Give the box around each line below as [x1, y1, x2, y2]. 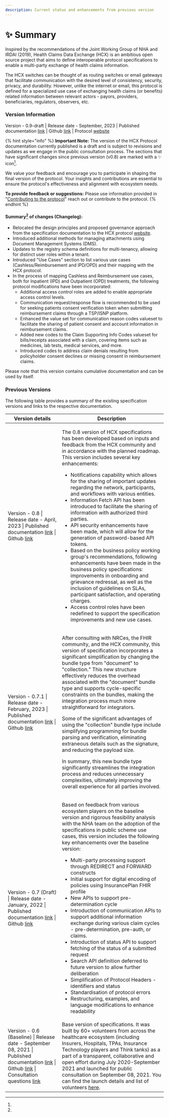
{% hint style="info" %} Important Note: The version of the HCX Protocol [5, 137, 157, 144]
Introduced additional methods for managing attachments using [12, 235, 145, 242]
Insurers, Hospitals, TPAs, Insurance [62, 1039, 147, 1046]
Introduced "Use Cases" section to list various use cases [12, 257, 131, 263]
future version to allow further [70, 963, 141, 970]
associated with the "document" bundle [62, 678, 156, 685]
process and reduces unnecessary [62, 770, 144, 777]
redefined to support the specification [70, 610, 160, 617]
